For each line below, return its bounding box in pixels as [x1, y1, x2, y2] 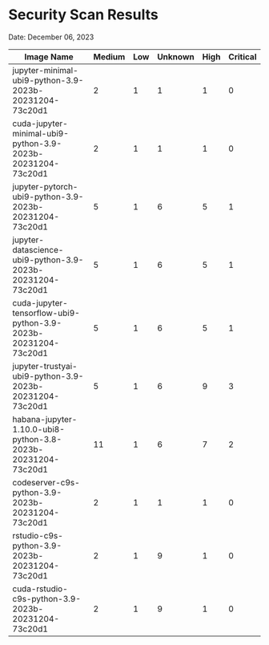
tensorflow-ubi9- [12, 307, 80, 318]
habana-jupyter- [12, 413, 78, 424]
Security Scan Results [8, 6, 159, 24]
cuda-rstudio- [12, 583, 68, 594]
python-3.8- [12, 433, 62, 444]
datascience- [12, 244, 64, 255]
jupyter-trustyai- [12, 360, 78, 371]
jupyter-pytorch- [12, 181, 78, 192]
